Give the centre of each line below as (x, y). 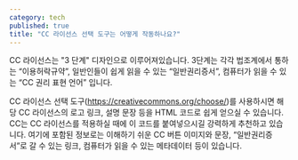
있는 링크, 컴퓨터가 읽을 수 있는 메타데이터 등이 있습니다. (145, 146)
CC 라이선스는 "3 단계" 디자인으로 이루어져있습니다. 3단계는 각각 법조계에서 (141, 60)
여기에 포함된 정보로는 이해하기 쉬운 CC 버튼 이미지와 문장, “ (133, 135)
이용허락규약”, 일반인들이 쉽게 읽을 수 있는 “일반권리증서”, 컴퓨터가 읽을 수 (149, 71)
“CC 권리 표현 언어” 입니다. (65, 83)
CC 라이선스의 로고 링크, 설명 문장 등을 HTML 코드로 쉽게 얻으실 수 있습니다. (151, 113)
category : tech (37, 17)
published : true (39, 26)
